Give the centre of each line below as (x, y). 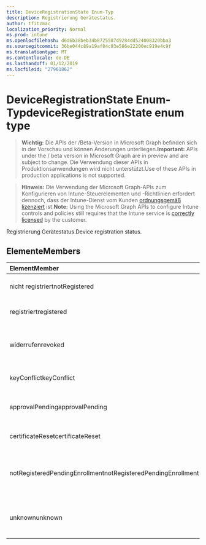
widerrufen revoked (37, 345)
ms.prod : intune (27, 35)
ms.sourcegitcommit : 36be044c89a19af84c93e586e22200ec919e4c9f (89, 47)
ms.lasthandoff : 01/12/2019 (42, 63)
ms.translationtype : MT (37, 52)
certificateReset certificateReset (55, 436)
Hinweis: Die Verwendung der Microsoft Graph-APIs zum (94, 187)
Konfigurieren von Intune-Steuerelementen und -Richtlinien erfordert (108, 194)
